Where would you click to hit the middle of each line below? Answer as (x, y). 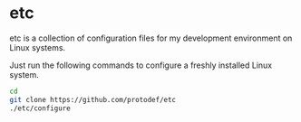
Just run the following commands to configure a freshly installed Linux (141, 65)
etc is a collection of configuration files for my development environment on (151, 38)
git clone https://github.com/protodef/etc (93, 99)
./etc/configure (40, 108)
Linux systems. (38, 47)
